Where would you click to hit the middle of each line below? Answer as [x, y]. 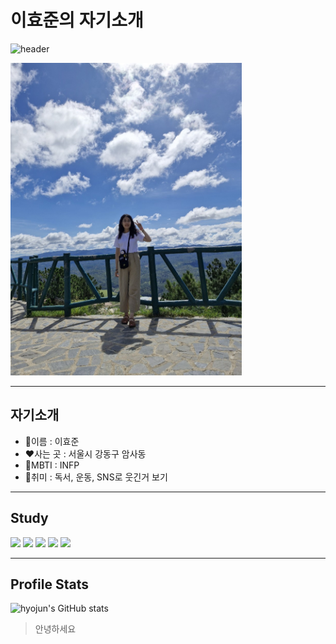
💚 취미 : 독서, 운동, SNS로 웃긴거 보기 [96, 477]
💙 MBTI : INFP [52, 465]
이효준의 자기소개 [77, 20]
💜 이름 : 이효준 [52, 441]
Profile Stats [49, 584]
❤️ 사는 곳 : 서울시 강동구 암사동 [85, 453]
